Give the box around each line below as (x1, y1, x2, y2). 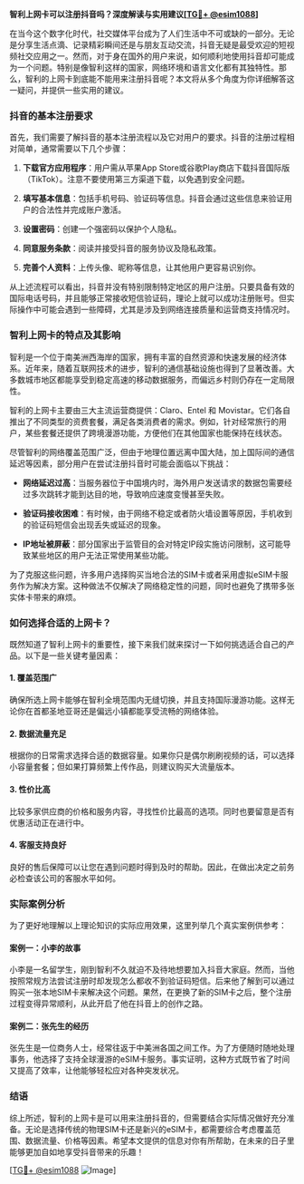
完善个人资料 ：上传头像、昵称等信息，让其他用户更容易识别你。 (22, 262, 261, 273)
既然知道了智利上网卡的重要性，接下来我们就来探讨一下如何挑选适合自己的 (9, 638, 287, 649)
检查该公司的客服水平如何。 (16, 872, 120, 883)
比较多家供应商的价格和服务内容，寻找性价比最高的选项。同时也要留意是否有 (9, 806, 295, 817)
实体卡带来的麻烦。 (9, 591, 81, 602)
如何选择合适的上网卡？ (9, 616, 111, 629)
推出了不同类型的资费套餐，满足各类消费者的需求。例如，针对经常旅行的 (9, 416, 279, 427)
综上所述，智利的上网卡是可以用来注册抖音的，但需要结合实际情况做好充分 (9, 1112, 287, 1123)
